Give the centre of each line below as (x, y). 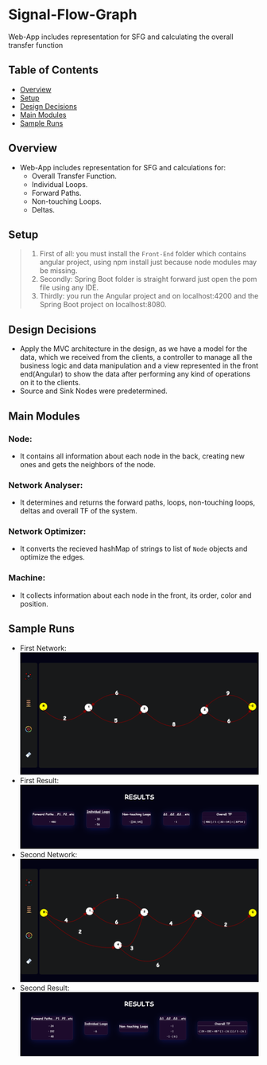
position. (34, 603)
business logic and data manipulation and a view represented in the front (139, 366)
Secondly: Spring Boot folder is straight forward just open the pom (148, 279)
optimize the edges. (52, 557)
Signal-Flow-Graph (73, 15)
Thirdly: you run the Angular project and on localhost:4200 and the (149, 296)
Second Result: (44, 988)
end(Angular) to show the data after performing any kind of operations (135, 374)
